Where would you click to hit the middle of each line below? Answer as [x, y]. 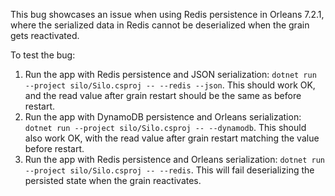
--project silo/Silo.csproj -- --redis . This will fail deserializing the [169, 170]
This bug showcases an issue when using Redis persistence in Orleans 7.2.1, [167, 14]
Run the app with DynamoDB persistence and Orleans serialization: [163, 117]
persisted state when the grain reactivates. [113, 180]
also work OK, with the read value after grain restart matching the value [172, 138]
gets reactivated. [45, 35]
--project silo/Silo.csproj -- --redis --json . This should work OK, [170, 85]
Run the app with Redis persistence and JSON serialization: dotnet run [170, 74]
